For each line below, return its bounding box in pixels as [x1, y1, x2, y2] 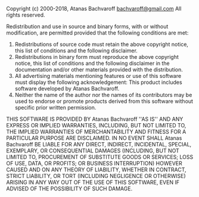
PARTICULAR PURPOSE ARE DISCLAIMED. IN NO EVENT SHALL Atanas [6, 135, 182, 142]
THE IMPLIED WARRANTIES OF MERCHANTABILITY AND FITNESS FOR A [6, 128, 186, 135]
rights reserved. [6, 11, 46, 18]
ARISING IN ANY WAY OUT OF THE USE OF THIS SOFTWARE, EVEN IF [6, 179, 180, 186]
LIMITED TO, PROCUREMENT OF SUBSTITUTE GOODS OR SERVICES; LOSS [6, 154, 194, 160]
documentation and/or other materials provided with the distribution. [14, 66, 183, 73]
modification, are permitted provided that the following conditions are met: [6, 29, 189, 36]
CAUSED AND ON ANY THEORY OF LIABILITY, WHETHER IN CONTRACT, [6, 166, 186, 173]
